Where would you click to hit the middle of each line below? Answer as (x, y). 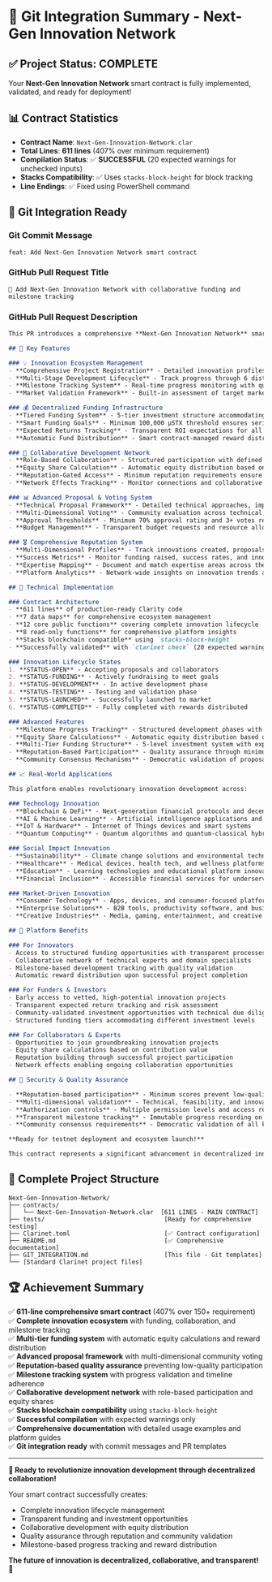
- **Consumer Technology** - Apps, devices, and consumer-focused (123, 901)
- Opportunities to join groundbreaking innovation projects (114, 1043)
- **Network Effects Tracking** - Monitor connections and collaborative (136, 483)
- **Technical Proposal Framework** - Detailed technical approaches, (130, 505)
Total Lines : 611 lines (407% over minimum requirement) (115, 150)
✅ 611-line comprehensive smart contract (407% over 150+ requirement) (132, 1312)
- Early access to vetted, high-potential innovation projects (117, 998)
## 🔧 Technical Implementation (61, 587)
